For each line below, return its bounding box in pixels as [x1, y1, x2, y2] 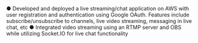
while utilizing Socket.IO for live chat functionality [6, 30, 128, 37]
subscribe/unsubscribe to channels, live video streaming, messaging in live [6, 18, 192, 24]
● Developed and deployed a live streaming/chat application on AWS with [6, 5, 190, 12]
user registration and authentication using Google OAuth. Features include [6, 11, 190, 18]
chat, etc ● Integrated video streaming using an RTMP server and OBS [6, 24, 182, 31]
